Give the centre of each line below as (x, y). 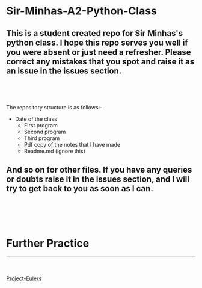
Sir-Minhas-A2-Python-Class (82, 11)
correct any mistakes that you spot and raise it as (100, 61)
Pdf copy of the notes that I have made (72, 145)
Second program (45, 132)
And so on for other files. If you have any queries (99, 170)
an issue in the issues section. (64, 71)
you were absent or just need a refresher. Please (99, 52)
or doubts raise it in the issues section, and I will (98, 179)
